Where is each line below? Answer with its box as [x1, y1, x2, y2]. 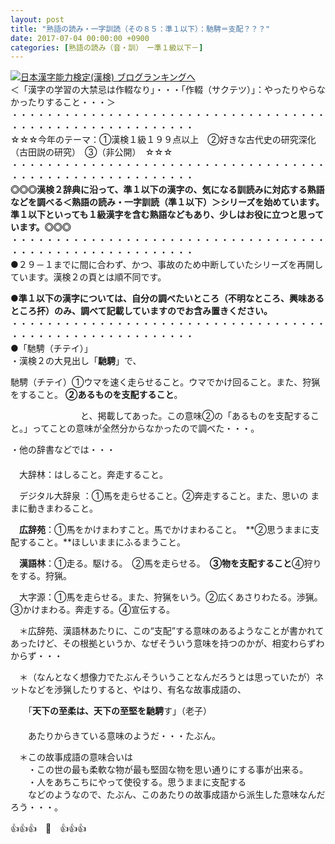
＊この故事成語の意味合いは [18, 751, 133, 763]
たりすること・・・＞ [27, 96, 116, 108]
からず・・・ [10, 650, 63, 662]
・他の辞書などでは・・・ [10, 444, 116, 456]
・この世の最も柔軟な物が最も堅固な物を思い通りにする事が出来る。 [27, 764, 309, 776]
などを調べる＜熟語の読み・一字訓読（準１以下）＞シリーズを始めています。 [10, 196, 325, 208]
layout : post [10, 14, 65, 25]
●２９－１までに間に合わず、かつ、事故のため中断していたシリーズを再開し [10, 259, 324, 271]
